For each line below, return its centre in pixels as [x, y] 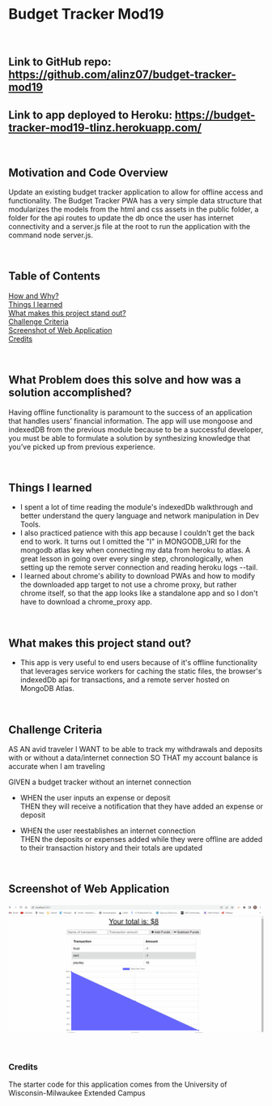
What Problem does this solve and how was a [125, 380]
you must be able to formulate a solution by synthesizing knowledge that [130, 438]
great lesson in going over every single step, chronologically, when [132, 559]
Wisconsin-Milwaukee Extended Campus [77, 1093]
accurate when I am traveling [57, 767]
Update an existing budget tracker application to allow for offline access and [136, 192]
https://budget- [215, 115]
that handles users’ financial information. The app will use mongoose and [130, 421]
